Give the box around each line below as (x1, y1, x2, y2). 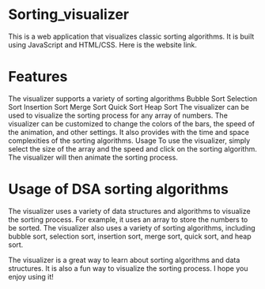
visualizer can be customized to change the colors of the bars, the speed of (8, 118, 256, 128)
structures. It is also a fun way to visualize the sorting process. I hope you (8, 263, 248, 273)
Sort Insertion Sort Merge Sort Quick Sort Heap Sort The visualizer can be (8, 102, 249, 111)
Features (8, 68, 68, 86)
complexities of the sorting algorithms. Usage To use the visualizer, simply (8, 136, 251, 145)
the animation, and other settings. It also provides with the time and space (8, 127, 250, 137)
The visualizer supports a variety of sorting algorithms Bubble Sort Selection (8, 93, 258, 103)
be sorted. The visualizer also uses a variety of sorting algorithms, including (8, 223, 256, 232)
